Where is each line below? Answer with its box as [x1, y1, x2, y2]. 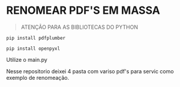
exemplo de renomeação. [6, 74, 70, 81]
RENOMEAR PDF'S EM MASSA [6, 4, 161, 17]
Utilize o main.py [6, 56, 48, 63]
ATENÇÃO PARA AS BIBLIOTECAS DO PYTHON [20, 23, 138, 31]
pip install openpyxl [6, 46, 61, 52]
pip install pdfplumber [6, 35, 66, 41]
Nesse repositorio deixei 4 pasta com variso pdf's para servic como [6, 67, 174, 75]
